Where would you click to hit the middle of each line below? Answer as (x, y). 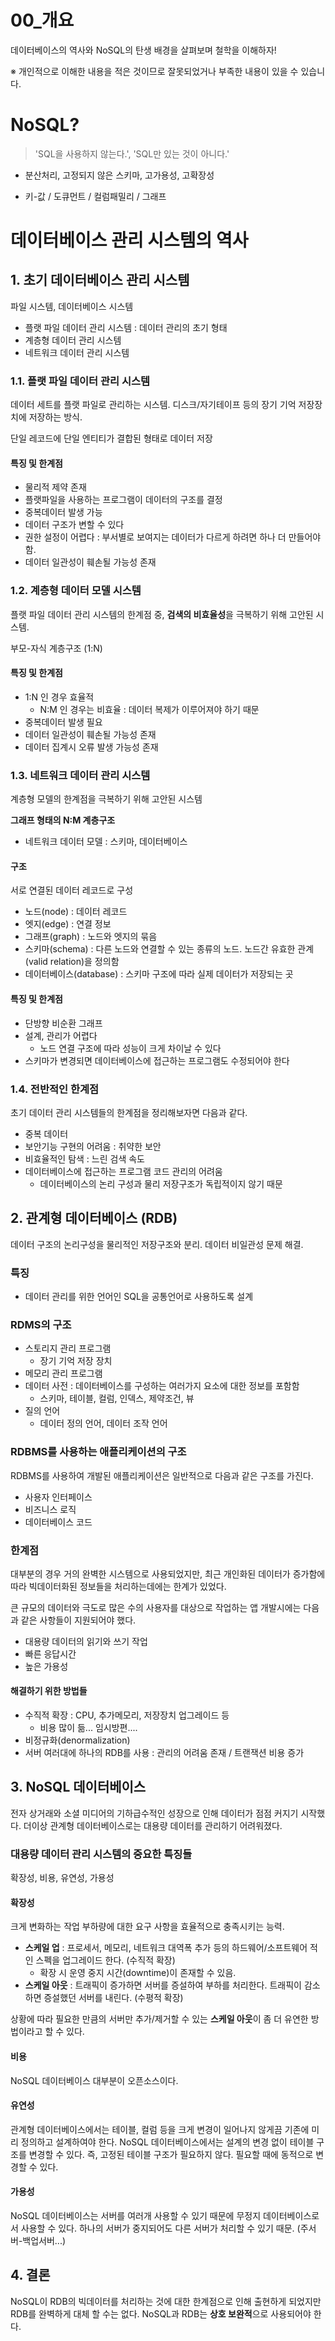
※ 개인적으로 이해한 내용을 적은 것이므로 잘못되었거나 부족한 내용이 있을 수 (154, 71)
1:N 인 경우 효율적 (59, 697)
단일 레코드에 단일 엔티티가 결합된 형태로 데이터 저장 (111, 438)
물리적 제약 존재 (55, 487)
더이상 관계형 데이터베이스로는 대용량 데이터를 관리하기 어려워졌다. (153, 1825)
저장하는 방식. (55, 417)
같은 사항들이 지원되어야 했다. (78, 1620)
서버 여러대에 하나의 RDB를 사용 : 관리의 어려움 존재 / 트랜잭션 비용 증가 (164, 1753)
